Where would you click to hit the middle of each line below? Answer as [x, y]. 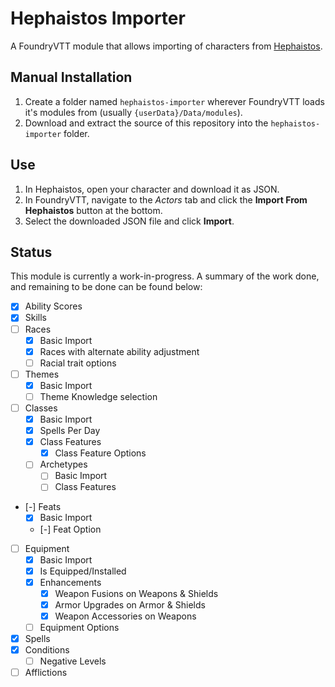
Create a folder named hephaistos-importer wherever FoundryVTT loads [174, 101]
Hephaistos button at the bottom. [93, 210]
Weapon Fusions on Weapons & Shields [136, 593]
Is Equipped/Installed [83, 571]
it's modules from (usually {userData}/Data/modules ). [133, 112]
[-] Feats [43, 507]
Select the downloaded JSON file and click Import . [129, 221]
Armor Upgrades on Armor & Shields [130, 604]
